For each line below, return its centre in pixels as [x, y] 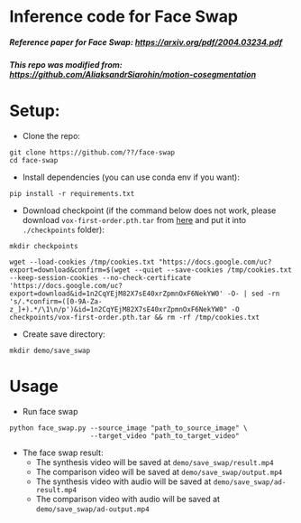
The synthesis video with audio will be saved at [123, 481]
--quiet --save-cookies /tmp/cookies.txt [213, 270]
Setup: [35, 111]
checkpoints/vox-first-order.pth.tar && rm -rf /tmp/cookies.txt [134, 318]
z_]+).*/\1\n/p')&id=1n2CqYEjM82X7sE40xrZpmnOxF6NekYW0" [119, 310]
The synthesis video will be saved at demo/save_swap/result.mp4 [155, 462]
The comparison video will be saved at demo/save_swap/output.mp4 [159, 472]
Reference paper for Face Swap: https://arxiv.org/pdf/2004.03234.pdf [146, 42]
